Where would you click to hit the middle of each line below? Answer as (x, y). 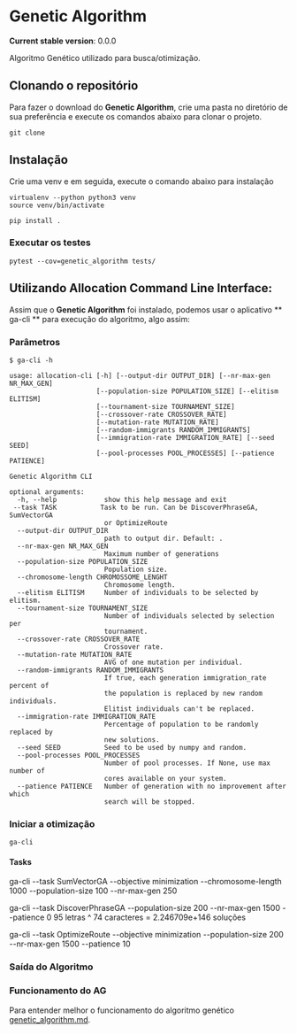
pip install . (35, 220)
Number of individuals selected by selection (189, 616)
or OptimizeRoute (136, 523)
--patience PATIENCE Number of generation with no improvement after (152, 786)
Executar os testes (50, 243)
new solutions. (132, 740)
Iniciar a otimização (52, 823)
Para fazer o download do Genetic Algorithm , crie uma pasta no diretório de (148, 107)
